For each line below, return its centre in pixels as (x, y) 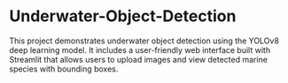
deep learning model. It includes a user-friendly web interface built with (140, 49)
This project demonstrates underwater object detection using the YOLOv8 (144, 41)
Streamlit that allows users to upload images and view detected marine (139, 59)
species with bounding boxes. (64, 69)
